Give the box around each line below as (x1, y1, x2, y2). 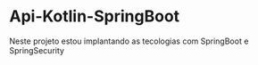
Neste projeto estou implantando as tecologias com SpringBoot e (9, 36, 249, 46)
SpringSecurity (9, 45, 65, 55)
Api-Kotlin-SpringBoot (9, 6, 180, 27)
